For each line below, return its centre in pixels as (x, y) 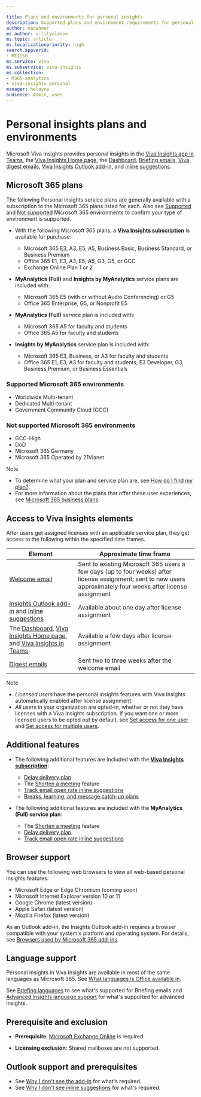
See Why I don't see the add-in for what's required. (78, 1081)
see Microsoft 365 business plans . (57, 499)
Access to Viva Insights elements (70, 518)
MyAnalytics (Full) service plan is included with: (74, 315)
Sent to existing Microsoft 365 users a (132, 564)
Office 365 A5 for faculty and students (71, 333)
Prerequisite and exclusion (57, 1022)
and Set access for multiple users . (57, 726)
